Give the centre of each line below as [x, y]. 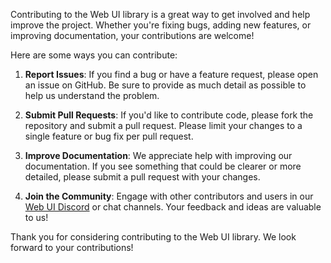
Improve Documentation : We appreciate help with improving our [158, 155]
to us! [36, 217]
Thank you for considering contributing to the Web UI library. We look [153, 237]
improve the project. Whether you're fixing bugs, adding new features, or [161, 25]
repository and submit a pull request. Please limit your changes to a [163, 125]
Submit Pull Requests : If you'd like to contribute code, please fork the [169, 115]
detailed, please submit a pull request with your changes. [142, 177]
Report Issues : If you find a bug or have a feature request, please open [171, 74]
